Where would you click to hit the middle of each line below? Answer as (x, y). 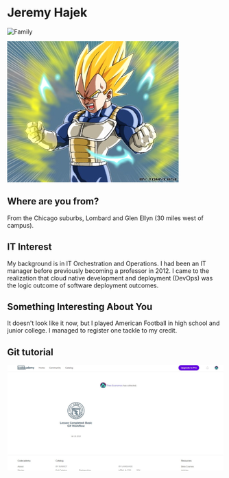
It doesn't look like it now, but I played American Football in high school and (113, 323)
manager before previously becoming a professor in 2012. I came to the (108, 271)
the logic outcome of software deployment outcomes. (83, 285)
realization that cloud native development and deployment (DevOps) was (110, 278)
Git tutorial (30, 352)
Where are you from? (53, 201)
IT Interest (29, 247)
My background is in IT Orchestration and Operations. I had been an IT (107, 263)
